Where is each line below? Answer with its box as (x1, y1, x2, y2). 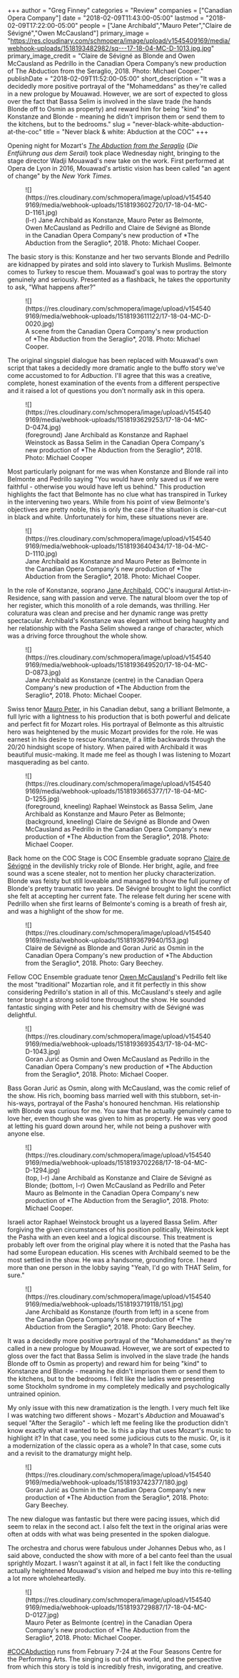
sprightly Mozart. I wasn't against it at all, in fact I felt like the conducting (7, 1559, 221, 1567)
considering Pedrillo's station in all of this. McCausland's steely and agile (7, 988, 222, 996)
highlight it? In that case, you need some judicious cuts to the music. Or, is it (7, 1434, 230, 1442)
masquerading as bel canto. (7, 758, 89, 766)
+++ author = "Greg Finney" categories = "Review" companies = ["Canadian (7, 6, 233, 14)
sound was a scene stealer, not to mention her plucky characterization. (7, 869, 216, 877)
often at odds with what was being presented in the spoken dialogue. (7, 1530, 210, 1538)
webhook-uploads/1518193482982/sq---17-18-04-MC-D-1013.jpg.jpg (7, 44, 212, 52)
